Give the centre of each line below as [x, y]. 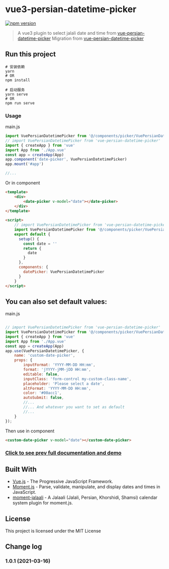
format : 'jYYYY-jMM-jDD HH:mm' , [57, 370]
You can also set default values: [56, 301]
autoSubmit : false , [44, 398]
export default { [32, 234]
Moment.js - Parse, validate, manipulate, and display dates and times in [86, 487]
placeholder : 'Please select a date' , [64, 384]
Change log [24, 547]
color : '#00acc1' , [43, 393]
